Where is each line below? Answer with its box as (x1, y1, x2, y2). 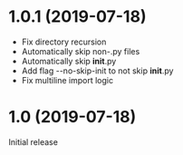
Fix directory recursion (21, 36, 107, 47)
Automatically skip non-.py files (21, 45, 140, 56)
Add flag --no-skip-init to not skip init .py (21, 65, 174, 76)
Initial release (8, 136, 58, 147)
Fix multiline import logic (21, 74, 114, 85)
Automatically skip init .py (21, 55, 117, 66)
